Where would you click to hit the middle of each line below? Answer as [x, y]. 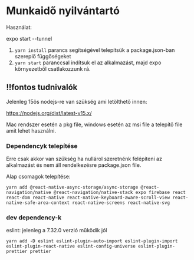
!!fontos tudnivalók [42, 88]
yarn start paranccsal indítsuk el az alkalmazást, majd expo [88, 62]
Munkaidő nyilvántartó [63, 11]
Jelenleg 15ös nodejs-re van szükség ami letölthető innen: [77, 101]
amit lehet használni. [31, 130]
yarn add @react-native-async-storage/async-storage [72, 187]
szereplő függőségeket [43, 56]
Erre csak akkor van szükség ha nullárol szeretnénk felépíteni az [84, 159]
